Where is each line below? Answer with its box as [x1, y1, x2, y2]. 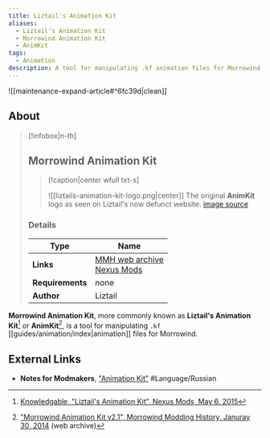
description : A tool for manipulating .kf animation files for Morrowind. [8, 64, 264, 72]
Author [31, 290, 60, 301]
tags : [8, 49, 27, 57]
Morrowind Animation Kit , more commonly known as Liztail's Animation [8, 310, 252, 320]
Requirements [31, 276, 88, 288]
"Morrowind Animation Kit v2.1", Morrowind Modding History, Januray [19, 412, 251, 422]
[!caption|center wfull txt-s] [47, 175, 140, 185]
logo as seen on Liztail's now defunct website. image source [47, 199, 249, 209]
